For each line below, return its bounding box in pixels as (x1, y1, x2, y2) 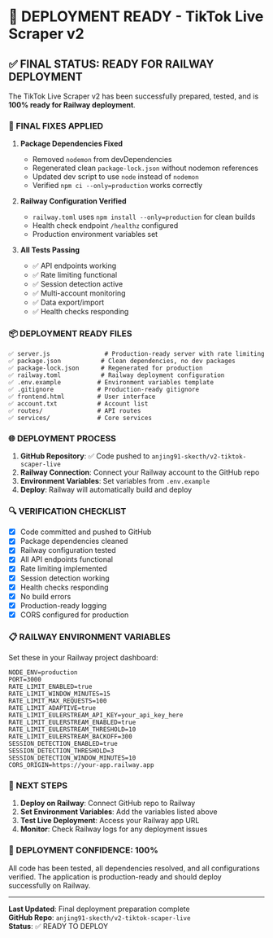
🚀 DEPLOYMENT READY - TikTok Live (8, 7, 264, 26)
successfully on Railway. (8, 880, 91, 890)
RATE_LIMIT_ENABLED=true (8, 683, 93, 691)
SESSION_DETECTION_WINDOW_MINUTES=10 (8, 754, 136, 762)
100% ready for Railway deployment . (8, 100, 136, 109)
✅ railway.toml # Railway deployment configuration (8, 370, 225, 379)
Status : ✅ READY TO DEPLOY (8, 921, 109, 931)
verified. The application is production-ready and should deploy (8, 871, 222, 882)
